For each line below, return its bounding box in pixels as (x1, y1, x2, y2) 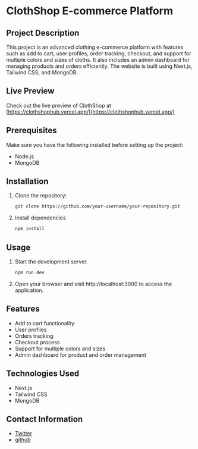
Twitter (14, 430, 33, 437)
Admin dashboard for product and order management (14, 351, 147, 358)
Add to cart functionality (14, 319, 75, 326)
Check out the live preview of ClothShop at (6, 102, 111, 109)
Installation (6, 177, 49, 187)
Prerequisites (6, 125, 57, 136)
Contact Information (6, 414, 83, 424)
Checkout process (14, 338, 60, 346)
